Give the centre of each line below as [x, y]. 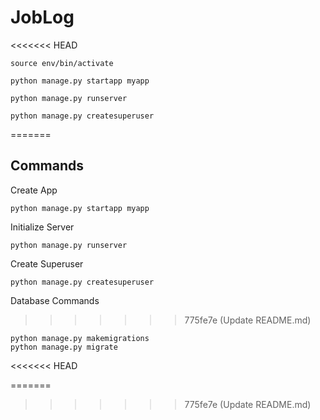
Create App [34, 190]
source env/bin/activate [62, 63]
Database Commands [55, 300]
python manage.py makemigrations [80, 338]
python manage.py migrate [64, 347]
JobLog [42, 17]
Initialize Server [42, 227]
